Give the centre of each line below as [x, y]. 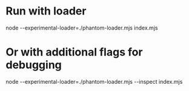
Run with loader [46, 11]
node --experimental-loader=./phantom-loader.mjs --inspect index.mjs [94, 81]
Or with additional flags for [74, 52]
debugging [34, 65]
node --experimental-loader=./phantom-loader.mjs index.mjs [82, 28]
